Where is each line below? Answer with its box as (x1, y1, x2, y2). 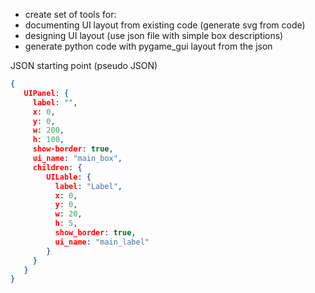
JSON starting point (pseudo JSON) (10, 60, 158, 71)
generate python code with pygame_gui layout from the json (24, 40, 273, 52)
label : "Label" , (54, 181, 123, 191)
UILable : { (46, 172, 92, 182)
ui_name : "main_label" (54, 237, 150, 247)
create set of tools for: (24, 9, 117, 20)
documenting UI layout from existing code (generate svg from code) (24, 19, 306, 31)
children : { (32, 162, 83, 173)
